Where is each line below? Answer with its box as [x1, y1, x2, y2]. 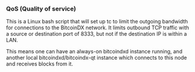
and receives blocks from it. [6, 60, 73, 67]
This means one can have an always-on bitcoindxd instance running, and [6, 48, 183, 55]
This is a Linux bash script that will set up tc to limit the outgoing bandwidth [6, 18, 189, 25]
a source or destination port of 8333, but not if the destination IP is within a [6, 30, 187, 37]
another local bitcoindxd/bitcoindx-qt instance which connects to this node [6, 54, 187, 61]
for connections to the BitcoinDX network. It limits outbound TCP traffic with [6, 24, 189, 31]
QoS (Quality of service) [6, 5, 76, 13]
